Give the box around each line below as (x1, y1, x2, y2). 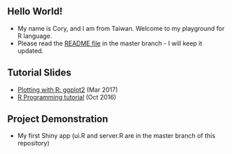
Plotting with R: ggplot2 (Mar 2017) (17, 85, 118, 94)
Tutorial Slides (7, 66, 71, 79)
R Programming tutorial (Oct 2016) (17, 92, 117, 101)
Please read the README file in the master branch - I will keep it (17, 38, 203, 48)
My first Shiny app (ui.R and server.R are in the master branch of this (17, 132, 216, 140)
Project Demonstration (7, 113, 109, 125)
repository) (17, 139, 50, 148)
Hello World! (7, 6, 63, 17)
